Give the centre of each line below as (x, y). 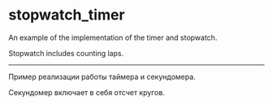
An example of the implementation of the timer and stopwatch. (113, 37)
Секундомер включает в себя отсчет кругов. (87, 92)
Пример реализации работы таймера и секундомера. (102, 77)
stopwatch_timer (67, 15)
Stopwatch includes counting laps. (66, 53)
